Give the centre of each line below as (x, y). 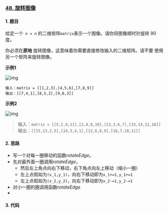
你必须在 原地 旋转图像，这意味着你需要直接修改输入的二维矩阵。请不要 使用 (84, 51)
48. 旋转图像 (21, 8)
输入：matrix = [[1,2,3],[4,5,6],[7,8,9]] (50, 88)
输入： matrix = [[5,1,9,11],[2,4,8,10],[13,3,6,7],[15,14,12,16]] (89, 124)
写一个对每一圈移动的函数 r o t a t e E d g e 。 (53, 156)
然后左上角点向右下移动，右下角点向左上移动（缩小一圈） (80, 168)
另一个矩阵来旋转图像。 (30, 57)
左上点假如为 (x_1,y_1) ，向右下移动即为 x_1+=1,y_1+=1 (76, 174)
